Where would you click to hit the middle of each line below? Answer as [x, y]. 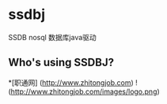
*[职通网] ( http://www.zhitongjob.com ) [71, 82]
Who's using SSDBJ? [61, 63]
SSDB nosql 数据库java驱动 [52, 37]
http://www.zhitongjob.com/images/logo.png [84, 91]
